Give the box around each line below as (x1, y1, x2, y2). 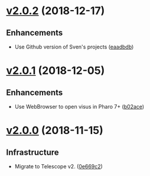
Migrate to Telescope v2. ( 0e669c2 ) (14, 163, 103, 170)
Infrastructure (6, 147, 59, 157)
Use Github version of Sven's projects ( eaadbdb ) (14, 43, 134, 50)
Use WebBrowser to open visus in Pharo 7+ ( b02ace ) (14, 103, 145, 110)
